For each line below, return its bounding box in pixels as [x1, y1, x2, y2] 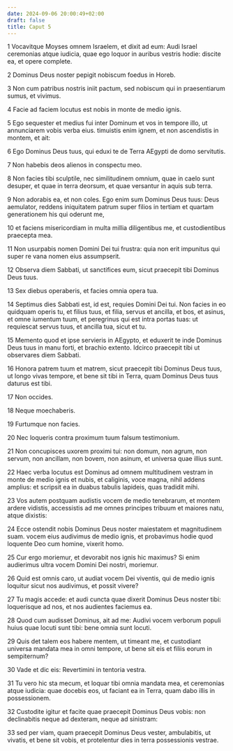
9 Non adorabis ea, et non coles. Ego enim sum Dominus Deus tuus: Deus [7, 195, 220, 203]
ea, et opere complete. [7, 57, 73, 66]
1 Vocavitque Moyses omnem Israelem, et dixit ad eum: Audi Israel [7, 43, 197, 51]
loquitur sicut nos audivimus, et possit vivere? [7, 582, 139, 590]
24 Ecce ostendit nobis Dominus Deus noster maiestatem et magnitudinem [7, 525, 222, 534]
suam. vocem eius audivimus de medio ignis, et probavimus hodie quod [7, 532, 213, 541]
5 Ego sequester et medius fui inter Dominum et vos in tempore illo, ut [7, 119, 208, 127]
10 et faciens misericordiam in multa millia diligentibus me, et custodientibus [7, 224, 226, 232]
